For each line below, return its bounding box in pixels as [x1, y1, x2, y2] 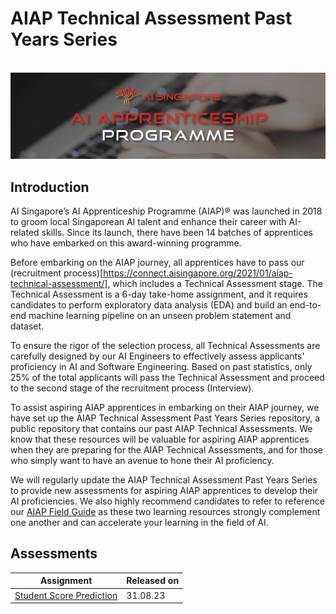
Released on [126, 575, 180, 587]
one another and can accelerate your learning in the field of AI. [10, 517, 269, 529]
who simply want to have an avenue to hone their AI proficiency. [10, 455, 275, 467]
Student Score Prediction [14, 589, 118, 601]
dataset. [10, 320, 45, 332]
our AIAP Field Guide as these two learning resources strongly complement [10, 506, 321, 518]
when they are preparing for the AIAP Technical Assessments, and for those [10, 444, 323, 456]
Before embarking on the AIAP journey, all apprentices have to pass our [10, 257, 305, 269]
